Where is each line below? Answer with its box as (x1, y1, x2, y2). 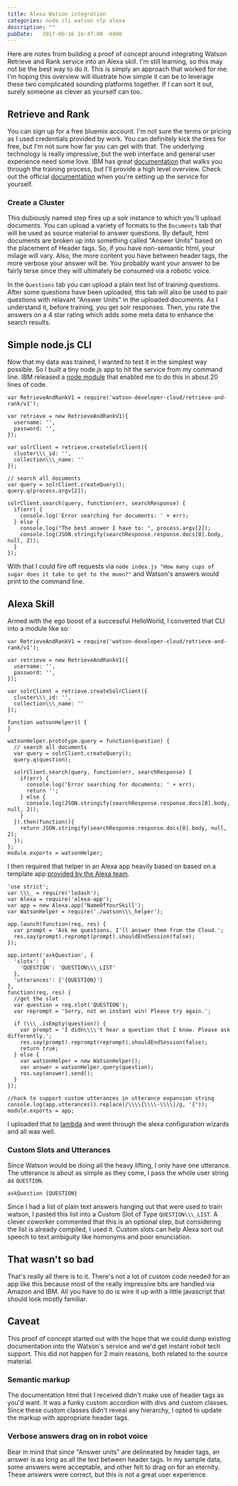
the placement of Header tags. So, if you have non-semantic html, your (7, 244, 215, 252)
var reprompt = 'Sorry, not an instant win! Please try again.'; (13, 1007, 212, 1015)
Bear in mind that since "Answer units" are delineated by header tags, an (7, 1448, 220, 1456)
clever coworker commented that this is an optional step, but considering (7, 1217, 222, 1226)
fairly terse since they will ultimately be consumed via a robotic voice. (7, 267, 212, 275)
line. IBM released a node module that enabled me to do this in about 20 (7, 373, 219, 381)
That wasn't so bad (7, 1253, 94, 1266)
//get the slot (13, 995, 59, 1003)
